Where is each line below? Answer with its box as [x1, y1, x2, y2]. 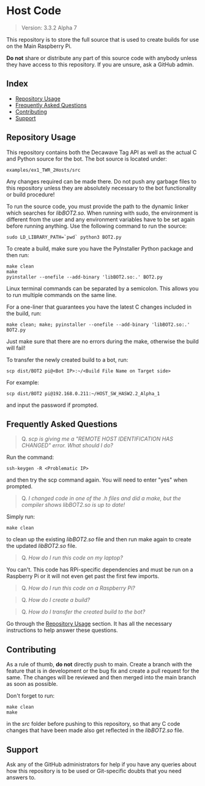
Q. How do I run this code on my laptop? [21, 554, 124, 561]
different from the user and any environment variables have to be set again [6, 215, 195, 223]
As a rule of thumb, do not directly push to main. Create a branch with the [6, 661, 192, 668]
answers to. [6, 774, 36, 781]
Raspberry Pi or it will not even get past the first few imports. [6, 572, 160, 580]
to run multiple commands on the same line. [6, 291, 117, 298]
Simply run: [6, 513, 35, 520]
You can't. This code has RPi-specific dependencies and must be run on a [6, 566, 194, 574]
